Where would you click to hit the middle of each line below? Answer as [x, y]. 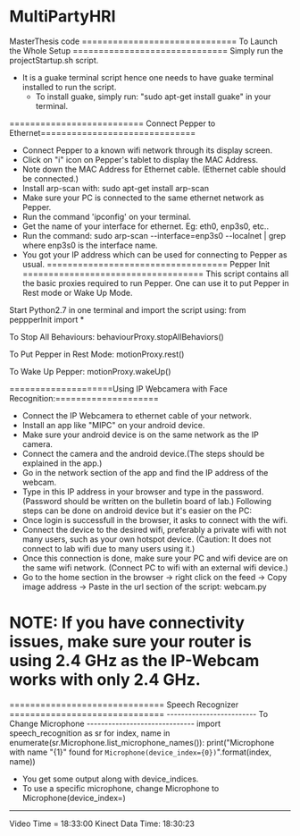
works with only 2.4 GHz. [105, 680]
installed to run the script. [69, 87]
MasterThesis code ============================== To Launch [144, 41]
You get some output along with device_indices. [110, 779]
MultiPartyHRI [62, 17]
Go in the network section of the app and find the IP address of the [145, 472]
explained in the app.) [62, 463]
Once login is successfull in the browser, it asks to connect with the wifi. [155, 519]
